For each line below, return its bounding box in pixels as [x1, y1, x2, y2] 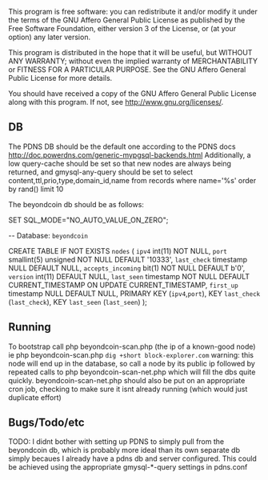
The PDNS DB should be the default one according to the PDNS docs [8, 142, 236, 151]
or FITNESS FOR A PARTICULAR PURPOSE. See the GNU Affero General [8, 65, 246, 74]
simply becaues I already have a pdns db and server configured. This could [8, 454, 258, 463]
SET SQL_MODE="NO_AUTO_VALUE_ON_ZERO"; [8, 215, 169, 225]
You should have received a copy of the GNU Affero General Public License [8, 89, 257, 98]
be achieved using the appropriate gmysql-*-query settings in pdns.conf [8, 462, 248, 472]
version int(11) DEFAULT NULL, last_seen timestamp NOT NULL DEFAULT [8, 271, 250, 281]
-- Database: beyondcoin [8, 230, 88, 240]
